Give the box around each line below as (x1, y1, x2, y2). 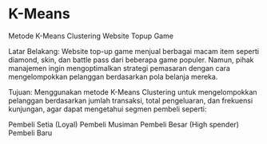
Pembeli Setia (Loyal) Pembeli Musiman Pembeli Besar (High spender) (8, 119, 240, 129)
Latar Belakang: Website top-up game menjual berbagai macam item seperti (8, 46, 260, 56)
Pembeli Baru (8, 128, 53, 138)
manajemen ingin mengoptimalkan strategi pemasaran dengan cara (8, 63, 230, 72)
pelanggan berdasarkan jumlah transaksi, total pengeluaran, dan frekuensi (8, 95, 253, 105)
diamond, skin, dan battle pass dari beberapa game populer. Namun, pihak (8, 55, 254, 64)
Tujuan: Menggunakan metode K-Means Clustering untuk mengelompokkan (8, 87, 257, 96)
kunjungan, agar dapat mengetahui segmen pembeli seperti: (8, 104, 207, 114)
